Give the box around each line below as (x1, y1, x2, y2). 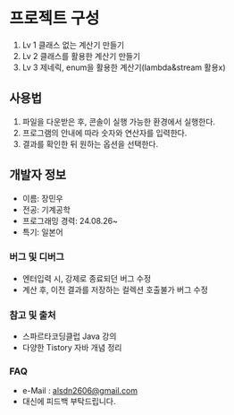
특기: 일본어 (21, 226, 64, 238)
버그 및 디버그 (9, 251, 65, 264)
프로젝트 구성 (9, 8, 100, 29)
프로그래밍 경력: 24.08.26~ (21, 215, 119, 226)
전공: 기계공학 (21, 203, 71, 215)
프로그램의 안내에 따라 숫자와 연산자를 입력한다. (21, 127, 188, 138)
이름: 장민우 (21, 193, 64, 203)
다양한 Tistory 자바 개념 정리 (21, 342, 122, 353)
